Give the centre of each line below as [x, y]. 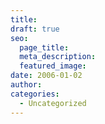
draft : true [35, 29]
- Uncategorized [53, 103]
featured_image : [53, 66]
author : [26, 85]
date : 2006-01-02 [46, 76]
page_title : [44, 47]
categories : [35, 94]
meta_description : [58, 57]
